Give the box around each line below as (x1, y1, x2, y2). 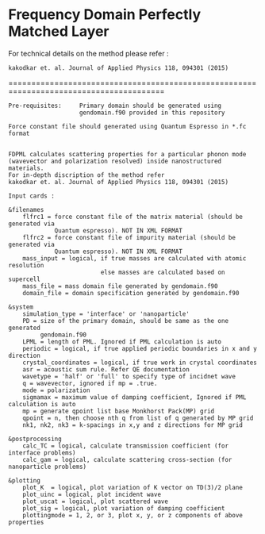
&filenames (8, 206, 44, 213)
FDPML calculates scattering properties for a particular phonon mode (8, 150, 247, 158)
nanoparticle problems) (8, 463, 87, 471)
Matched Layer (8, 22, 109, 40)
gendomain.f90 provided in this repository (79, 109, 225, 117)
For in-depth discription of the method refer (8, 171, 165, 179)
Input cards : (8, 192, 56, 200)
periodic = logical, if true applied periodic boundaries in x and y (22, 344, 258, 352)
